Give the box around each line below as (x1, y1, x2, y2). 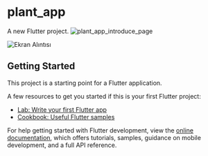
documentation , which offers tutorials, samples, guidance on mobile (7, 133, 201, 142)
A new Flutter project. (7, 27, 69, 35)
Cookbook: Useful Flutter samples (17, 113, 115, 121)
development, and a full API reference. (7, 141, 117, 149)
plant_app (7, 4, 66, 20)
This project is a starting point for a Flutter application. (7, 79, 162, 87)
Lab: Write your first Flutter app (17, 105, 107, 114)
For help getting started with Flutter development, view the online (7, 126, 194, 135)
